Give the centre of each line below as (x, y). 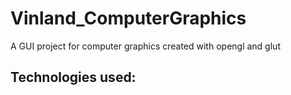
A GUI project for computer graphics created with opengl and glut (145, 46)
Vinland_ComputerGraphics (128, 18)
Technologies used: (73, 77)
